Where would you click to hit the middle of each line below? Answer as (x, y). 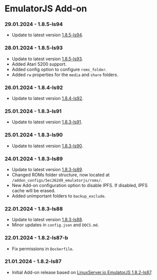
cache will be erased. (33, 190)
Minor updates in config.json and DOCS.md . (55, 225)
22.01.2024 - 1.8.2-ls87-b (36, 238)
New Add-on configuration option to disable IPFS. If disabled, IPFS (80, 185)
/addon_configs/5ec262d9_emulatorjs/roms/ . (57, 180)
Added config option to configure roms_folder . (59, 69)
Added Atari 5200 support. (39, 64)
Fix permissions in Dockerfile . (43, 249)
